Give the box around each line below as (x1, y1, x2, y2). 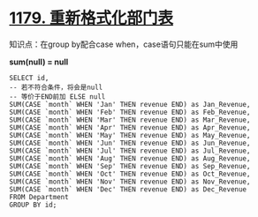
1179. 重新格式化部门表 (9, 8, 174, 28)
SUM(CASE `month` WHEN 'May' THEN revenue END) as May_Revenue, (9, 131, 251, 139)
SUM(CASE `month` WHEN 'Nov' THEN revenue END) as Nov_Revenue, (9, 177, 251, 186)
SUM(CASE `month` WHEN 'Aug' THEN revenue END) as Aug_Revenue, (9, 153, 251, 163)
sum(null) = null (9, 56, 69, 67)
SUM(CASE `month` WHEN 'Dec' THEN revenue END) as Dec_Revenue (9, 184, 247, 194)
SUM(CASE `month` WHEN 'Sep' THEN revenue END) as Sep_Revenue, (9, 161, 251, 170)
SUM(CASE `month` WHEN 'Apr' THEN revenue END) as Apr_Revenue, (9, 123, 251, 132)
